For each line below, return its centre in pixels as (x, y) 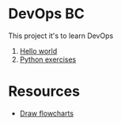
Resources (44, 91)
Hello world (38, 51)
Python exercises (48, 59)
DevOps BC (46, 14)
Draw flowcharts (46, 113)
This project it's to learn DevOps (61, 36)
